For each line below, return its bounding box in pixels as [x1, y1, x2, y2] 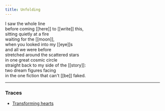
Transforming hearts [12, 100, 54, 106]
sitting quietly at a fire [5, 31, 49, 37]
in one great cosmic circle [5, 57, 58, 63]
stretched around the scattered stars [5, 52, 80, 58]
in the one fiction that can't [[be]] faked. [5, 72, 86, 78]
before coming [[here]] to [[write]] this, [5, 25, 84, 32]
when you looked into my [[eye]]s [5, 41, 73, 47]
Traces [5, 89, 22, 96]
